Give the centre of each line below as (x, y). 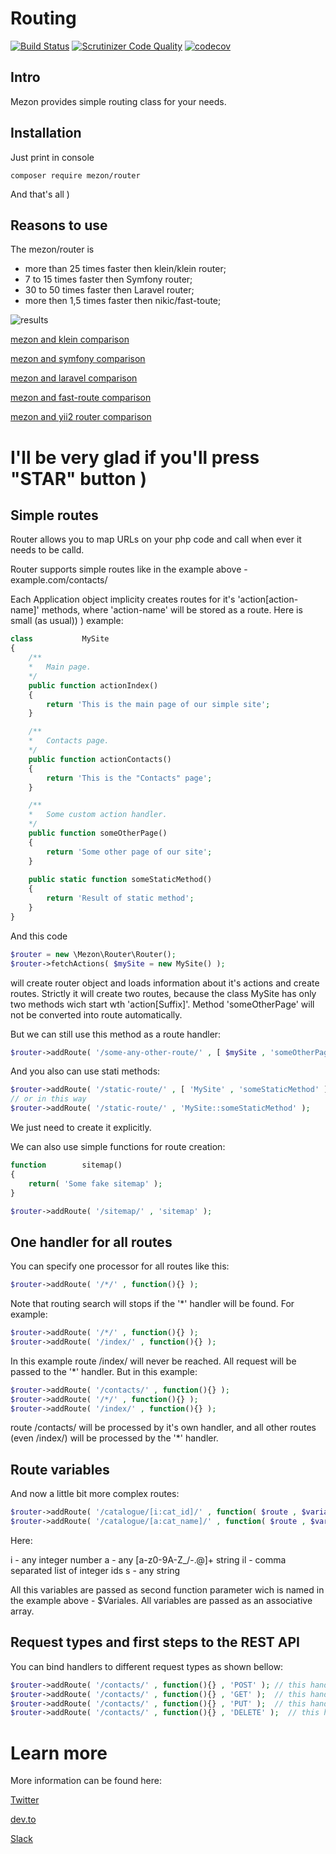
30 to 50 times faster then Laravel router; (109, 290)
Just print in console (52, 157)
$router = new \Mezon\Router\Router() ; (93, 954)
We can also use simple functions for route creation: (118, 1146)
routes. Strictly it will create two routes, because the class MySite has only (163, 993)
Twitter (25, 1800)
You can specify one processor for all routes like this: (120, 1266)
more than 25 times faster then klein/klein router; (125, 269)
